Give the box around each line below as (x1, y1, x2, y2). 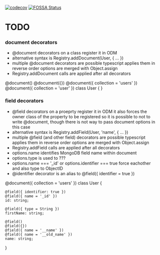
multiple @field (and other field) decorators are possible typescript (12, 134, 145, 140)
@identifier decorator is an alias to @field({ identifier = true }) (12, 170, 135, 176)
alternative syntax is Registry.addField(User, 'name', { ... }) (12, 129, 128, 135)
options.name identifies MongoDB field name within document (12, 150, 137, 156)
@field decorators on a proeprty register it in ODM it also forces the (12, 109, 147, 114)
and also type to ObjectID (12, 165, 63, 171)
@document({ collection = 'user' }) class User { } (5, 85, 103, 91)
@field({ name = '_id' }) (5, 194, 57, 199)
